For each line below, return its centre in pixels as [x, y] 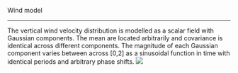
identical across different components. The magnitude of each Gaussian [113, 46]
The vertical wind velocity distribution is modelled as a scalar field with [111, 30]
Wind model [25, 10]
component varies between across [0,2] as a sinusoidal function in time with [119, 53]
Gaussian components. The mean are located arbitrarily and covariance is [115, 38]
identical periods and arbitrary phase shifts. [71, 62]
